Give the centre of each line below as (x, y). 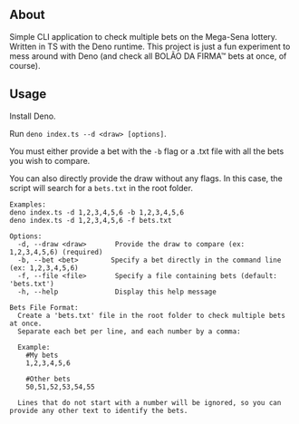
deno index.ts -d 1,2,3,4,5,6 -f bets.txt (91, 220)
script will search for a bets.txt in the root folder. (101, 188)
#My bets (42, 355)
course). (25, 65)
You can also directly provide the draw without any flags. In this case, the (146, 178)
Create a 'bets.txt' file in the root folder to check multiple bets (151, 315)
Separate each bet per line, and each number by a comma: (130, 331)
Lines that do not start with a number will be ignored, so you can (149, 402)
